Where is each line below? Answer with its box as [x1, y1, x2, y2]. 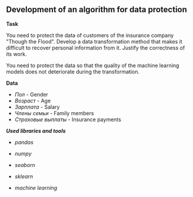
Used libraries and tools [6, 127, 66, 134]
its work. [6, 50, 27, 58]
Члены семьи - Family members [14, 109, 94, 116]
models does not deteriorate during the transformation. [6, 68, 140, 75]
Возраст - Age [14, 97, 51, 104]
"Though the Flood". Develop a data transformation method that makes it [6, 38, 182, 45]
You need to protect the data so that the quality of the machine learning [6, 62, 179, 69]
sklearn [14, 173, 34, 180]
